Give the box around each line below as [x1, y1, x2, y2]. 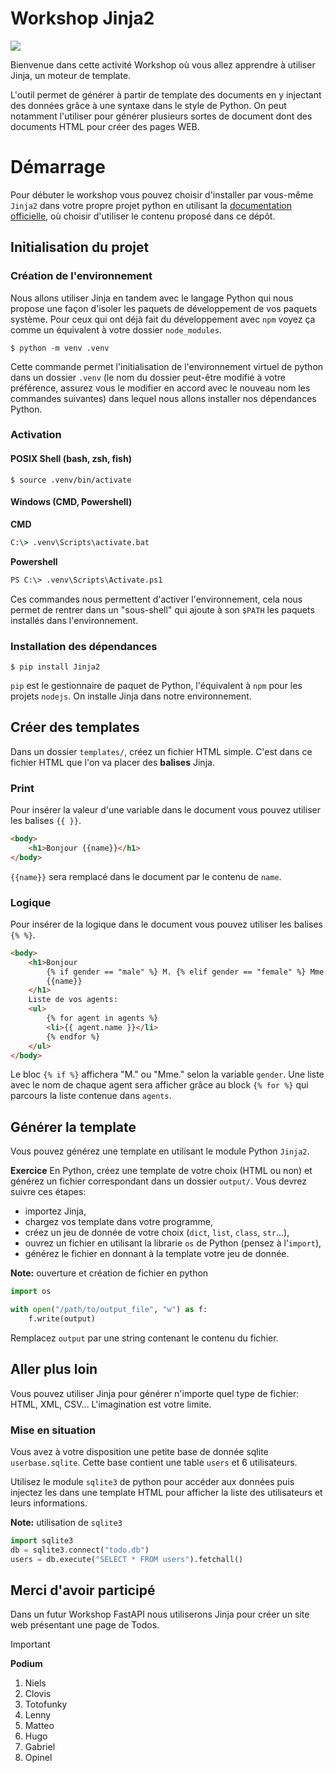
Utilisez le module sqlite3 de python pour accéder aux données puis [10, 1476, 295, 1488]
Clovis [24, 1688, 52, 1700]
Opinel [24, 1752, 53, 1764]
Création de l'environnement [10, 269, 153, 283]
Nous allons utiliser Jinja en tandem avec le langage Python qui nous [10, 292, 294, 304]
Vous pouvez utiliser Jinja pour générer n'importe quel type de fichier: [10, 1387, 300, 1399]
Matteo [24, 1720, 55, 1732]
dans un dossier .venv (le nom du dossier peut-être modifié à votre [10, 371, 287, 383]
